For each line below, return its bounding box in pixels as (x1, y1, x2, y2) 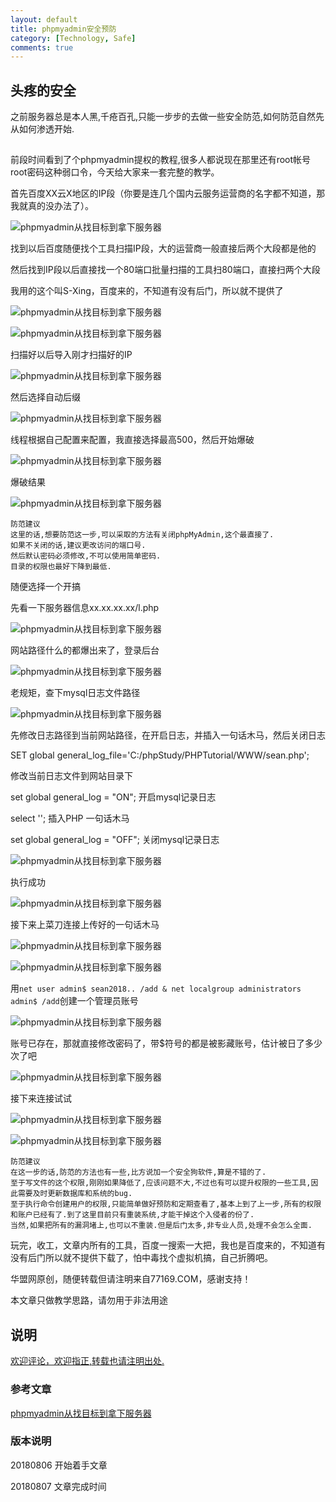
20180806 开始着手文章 (10, 1459, 108, 1471)
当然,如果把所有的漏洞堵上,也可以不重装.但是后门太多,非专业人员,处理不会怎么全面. (10, 1221, 313, 1231)
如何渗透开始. (18, 123, 75, 135)
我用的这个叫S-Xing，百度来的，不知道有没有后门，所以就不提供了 (10, 285, 284, 297)
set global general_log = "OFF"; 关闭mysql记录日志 (10, 834, 220, 846)
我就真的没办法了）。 (10, 200, 94, 212)
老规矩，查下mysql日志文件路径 (10, 687, 141, 699)
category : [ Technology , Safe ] (10, 33, 137, 43)
